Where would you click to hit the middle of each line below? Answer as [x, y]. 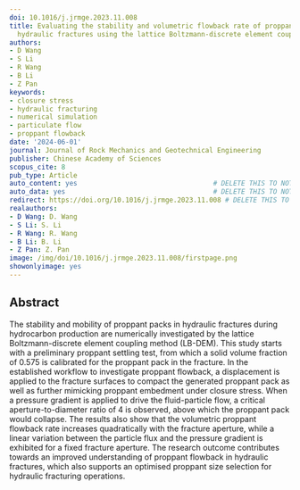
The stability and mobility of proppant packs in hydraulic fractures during [144, 324]
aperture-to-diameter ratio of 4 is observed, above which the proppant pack [150, 409]
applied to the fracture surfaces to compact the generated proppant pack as [150, 381]
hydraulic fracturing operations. [67, 476]
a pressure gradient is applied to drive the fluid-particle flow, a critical [137, 400]
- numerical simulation [54, 117]
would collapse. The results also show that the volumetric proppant [133, 419]
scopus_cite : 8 [37, 167]
